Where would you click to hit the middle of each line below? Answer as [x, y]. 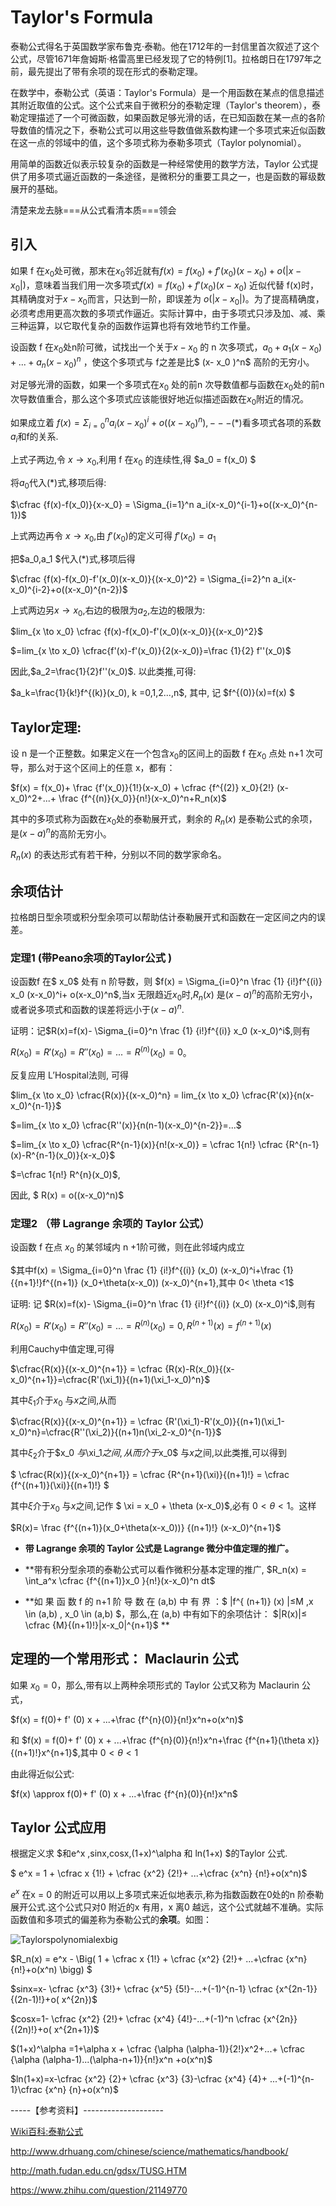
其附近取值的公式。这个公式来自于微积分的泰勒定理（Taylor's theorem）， [161, 105]
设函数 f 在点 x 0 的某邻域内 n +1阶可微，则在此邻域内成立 [128, 1248]
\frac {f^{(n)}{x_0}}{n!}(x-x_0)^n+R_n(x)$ [142, 798]
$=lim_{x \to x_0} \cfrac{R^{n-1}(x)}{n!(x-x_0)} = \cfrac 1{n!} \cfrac [146, 1144]
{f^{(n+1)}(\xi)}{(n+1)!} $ [60, 1485]
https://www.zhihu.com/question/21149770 [99, 2190]
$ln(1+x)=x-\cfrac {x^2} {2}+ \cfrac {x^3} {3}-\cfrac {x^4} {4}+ [139, 2078]
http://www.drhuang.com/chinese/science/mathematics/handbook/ [149, 2151]
